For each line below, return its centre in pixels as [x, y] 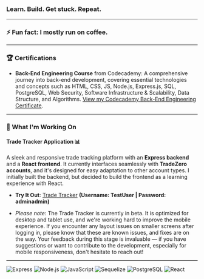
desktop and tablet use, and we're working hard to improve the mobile [103, 220]
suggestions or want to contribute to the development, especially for [101, 246]
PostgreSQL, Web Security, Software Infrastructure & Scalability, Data [102, 92]
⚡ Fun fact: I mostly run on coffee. [57, 32]
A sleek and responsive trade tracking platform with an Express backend [98, 158]
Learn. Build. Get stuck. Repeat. [54, 9]
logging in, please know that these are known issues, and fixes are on [102, 233]
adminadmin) [32, 201]
